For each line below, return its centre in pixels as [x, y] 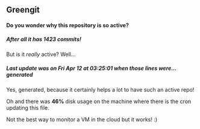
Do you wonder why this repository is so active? [68, 25]
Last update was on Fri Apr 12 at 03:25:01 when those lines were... [91, 68]
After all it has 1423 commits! [44, 39]
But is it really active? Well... [41, 54]
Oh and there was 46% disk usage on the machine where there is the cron [99, 101]
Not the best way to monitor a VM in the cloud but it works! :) [82, 119]
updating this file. [28, 107]
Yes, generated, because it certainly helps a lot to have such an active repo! [100, 89]
